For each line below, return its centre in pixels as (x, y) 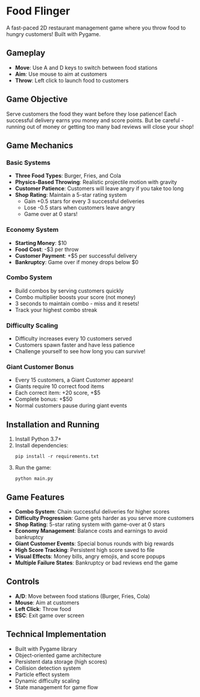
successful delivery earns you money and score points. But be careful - (95, 120)
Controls (23, 582)
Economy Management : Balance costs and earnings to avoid (91, 531)
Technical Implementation (56, 634)
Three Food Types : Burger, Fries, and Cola (68, 176)
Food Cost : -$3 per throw (47, 249)
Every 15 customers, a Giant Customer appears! (74, 380)
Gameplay (26, 53)
